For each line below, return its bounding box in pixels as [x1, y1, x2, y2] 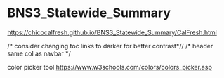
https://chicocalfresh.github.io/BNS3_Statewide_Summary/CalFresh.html [7, 28, 218, 37]
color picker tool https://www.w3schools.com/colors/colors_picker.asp [7, 63, 212, 71]
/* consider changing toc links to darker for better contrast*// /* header [7, 41, 213, 50]
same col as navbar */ [7, 49, 72, 58]
